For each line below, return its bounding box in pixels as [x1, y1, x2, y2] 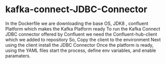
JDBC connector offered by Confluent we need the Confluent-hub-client [5, 31, 157, 37]
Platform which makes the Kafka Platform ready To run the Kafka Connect [5, 25, 160, 31]
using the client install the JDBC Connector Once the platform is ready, [5, 42, 154, 48]
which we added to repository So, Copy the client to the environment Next [5, 37, 161, 43]
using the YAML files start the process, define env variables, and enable [5, 47, 156, 53]
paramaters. [5, 52, 31, 59]
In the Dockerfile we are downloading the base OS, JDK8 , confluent [5, 20, 149, 26]
